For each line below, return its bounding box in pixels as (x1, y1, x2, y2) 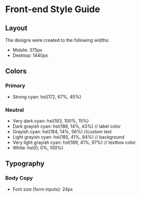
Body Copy (5, 175, 33, 182)
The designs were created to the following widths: (5, 37, 110, 43)
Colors (5, 67, 27, 75)
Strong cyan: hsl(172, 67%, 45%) (12, 94, 82, 100)
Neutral (5, 106, 24, 113)
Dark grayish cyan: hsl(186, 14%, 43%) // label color (12, 123, 121, 129)
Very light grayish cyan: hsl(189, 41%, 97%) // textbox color (12, 139, 136, 145)
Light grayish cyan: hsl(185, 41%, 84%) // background (12, 134, 125, 140)
